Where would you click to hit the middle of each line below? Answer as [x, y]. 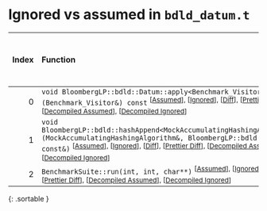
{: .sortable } [29, 198]
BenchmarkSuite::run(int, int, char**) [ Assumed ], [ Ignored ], [153, 170]
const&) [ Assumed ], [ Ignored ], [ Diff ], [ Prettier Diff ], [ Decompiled [145, 148]
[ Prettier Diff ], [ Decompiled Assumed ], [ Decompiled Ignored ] [137, 180]
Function [59, 59]
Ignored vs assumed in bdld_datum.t [129, 15]
